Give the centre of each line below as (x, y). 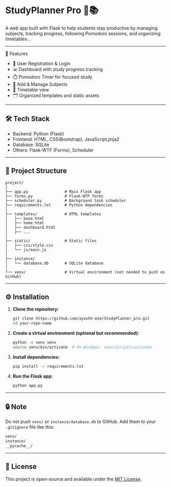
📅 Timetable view (31, 89)
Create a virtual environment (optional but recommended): (76, 333)
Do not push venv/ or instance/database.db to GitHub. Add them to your (81, 422)
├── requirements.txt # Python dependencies (59, 205)
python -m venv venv (34, 343)
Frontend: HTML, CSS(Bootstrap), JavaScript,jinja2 (66, 139)
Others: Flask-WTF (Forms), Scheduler (53, 150)
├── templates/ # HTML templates (53, 214)
